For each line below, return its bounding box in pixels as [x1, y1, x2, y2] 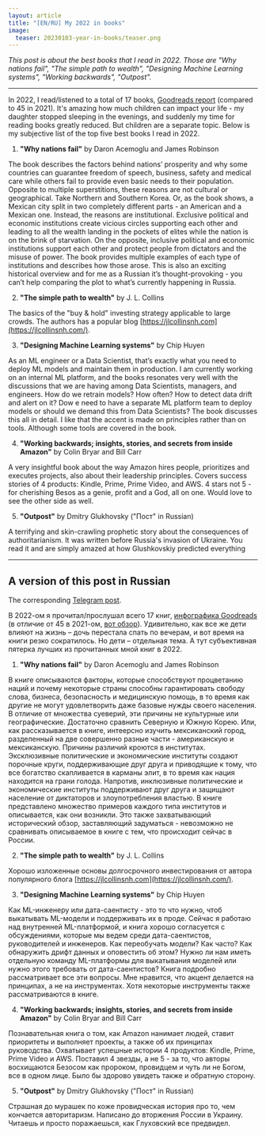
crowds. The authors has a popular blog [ [8, 317, 143, 326]
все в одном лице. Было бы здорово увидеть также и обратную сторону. [8, 1071, 256, 1080]
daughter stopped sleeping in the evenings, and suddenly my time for [8, 112, 235, 121]
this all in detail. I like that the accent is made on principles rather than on [8, 415, 247, 424]
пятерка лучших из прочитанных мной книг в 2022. [8, 644, 182, 654]
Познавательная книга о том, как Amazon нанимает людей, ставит [8, 1029, 234, 1038]
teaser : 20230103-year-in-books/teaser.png [15, 33, 161, 42]
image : [8, 26, 30, 34]
